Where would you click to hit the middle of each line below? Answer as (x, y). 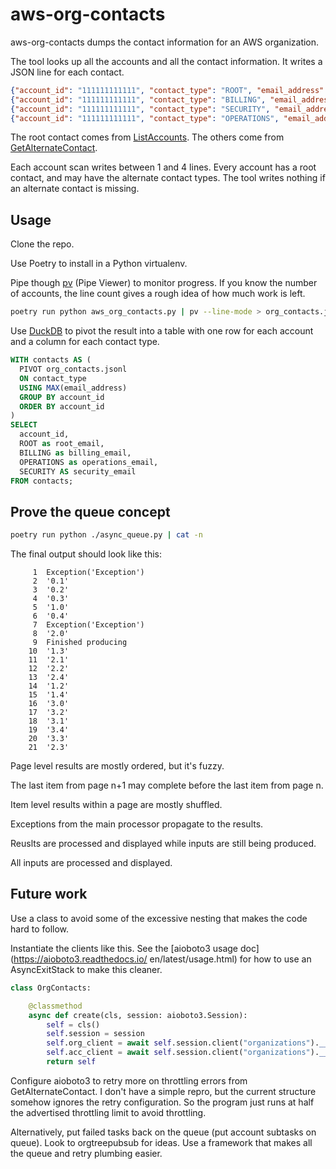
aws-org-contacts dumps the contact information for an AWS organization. (165, 42)
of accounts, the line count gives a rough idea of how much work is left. (158, 294)
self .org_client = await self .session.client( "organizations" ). (183, 1043)
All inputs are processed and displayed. (91, 863)
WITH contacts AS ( (51, 360)
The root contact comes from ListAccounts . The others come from (147, 137)
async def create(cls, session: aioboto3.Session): (138, 1015)
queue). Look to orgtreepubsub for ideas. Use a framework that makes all (161, 1142)
